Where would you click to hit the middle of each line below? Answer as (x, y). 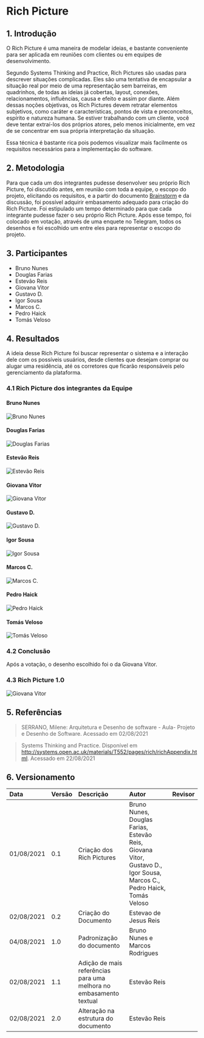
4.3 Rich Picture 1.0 (36, 680)
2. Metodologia (36, 168)
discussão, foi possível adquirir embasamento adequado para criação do (97, 202)
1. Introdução (31, 34)
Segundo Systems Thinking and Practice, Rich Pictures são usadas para (97, 73)
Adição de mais (100, 963)
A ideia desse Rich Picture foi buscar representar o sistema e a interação (97, 353)
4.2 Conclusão (28, 651)
